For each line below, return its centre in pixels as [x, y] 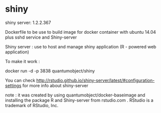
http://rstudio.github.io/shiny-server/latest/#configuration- [96, 80]
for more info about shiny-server [55, 85]
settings [13, 85]
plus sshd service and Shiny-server [41, 37]
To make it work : [23, 61]
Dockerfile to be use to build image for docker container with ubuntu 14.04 [80, 32]
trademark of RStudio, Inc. [32, 105]
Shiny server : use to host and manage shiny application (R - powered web [81, 46]
